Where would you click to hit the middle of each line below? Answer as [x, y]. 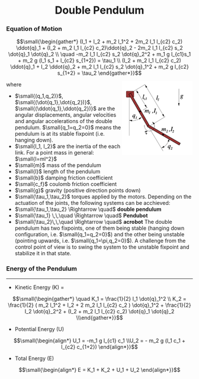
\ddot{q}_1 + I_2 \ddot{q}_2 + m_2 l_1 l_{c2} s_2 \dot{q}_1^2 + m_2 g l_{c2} [99, 67]
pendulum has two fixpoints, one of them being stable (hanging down [99, 228]
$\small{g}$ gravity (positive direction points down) [78, 191]
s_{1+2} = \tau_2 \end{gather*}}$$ [99, 73]
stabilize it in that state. [43, 253]
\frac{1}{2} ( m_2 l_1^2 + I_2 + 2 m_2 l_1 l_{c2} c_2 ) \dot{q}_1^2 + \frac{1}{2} [99, 305]
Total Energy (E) [34, 358]
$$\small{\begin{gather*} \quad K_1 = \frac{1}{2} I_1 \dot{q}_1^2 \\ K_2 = [99, 298]
